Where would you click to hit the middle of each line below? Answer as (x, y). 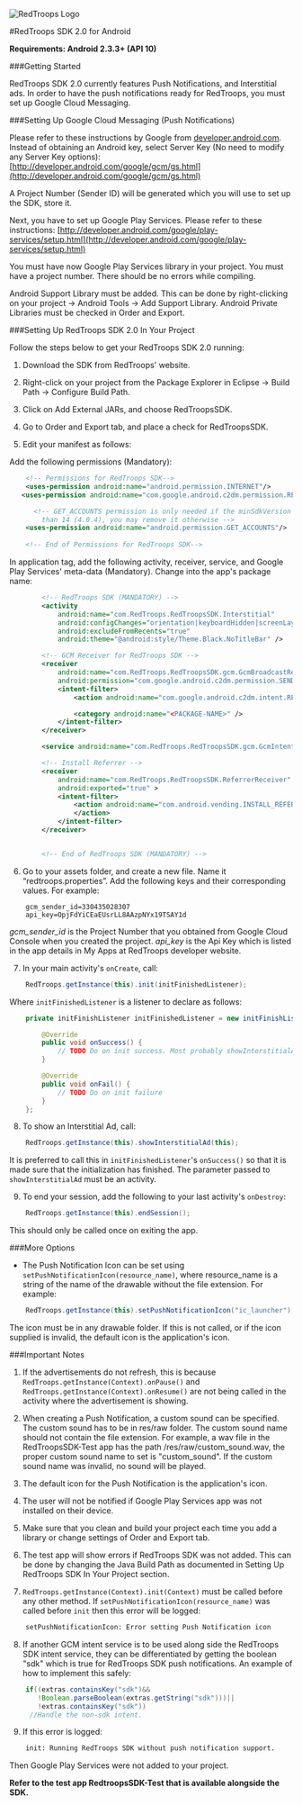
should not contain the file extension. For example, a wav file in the (146, 1437)
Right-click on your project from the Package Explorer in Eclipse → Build (156, 382)
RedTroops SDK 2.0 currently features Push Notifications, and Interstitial (143, 84)
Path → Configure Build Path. (76, 392)
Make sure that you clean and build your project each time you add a (149, 1528)
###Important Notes (47, 1354)
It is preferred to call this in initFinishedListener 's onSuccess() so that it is (148, 1160)
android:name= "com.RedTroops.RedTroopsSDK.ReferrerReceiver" (174, 780)
